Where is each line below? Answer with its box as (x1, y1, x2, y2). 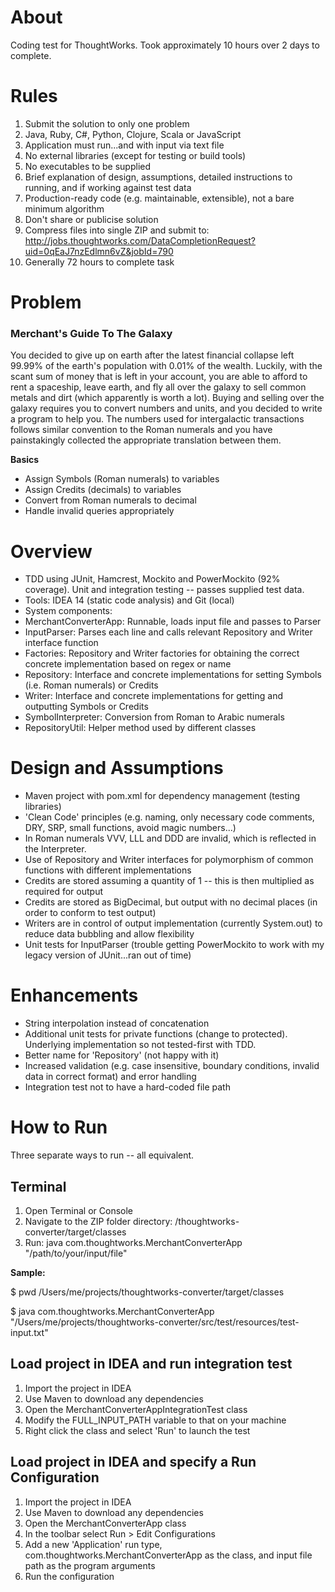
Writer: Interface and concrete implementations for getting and (24, 690, 283, 702)
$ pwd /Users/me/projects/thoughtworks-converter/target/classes (10, 1286, 285, 1298)
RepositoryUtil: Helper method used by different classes (24, 722, 257, 734)
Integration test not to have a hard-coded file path (24, 1081, 231, 1093)
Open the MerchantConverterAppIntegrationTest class (24, 1403, 248, 1415)
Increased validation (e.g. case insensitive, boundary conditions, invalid (24, 1060, 320, 1072)
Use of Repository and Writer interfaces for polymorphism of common (24, 854, 314, 866)
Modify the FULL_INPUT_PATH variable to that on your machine (24, 1414, 287, 1426)
